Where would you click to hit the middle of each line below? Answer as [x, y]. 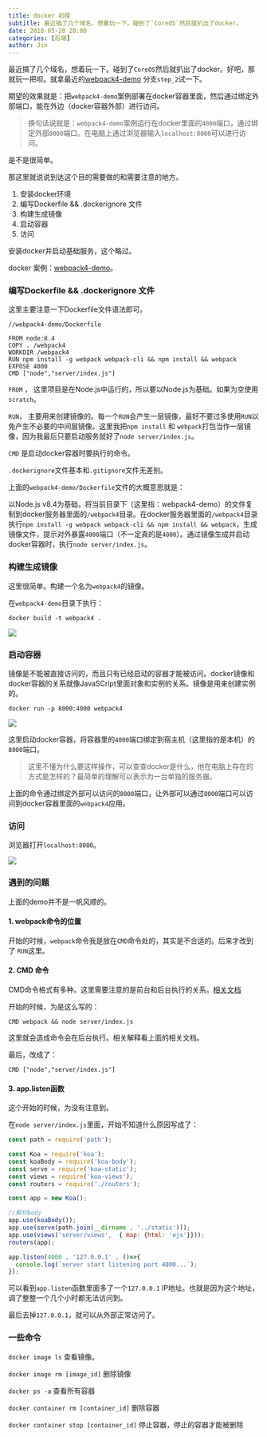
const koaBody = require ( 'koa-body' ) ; [73, 1161]
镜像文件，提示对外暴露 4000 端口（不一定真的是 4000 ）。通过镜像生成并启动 [129, 534]
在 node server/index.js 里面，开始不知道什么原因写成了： [104, 1125]
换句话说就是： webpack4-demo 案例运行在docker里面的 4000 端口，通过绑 [143, 123]
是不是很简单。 [33, 160]
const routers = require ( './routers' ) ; [75, 1184]
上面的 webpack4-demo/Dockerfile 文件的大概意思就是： [96, 488]
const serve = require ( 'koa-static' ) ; [73, 1169]
